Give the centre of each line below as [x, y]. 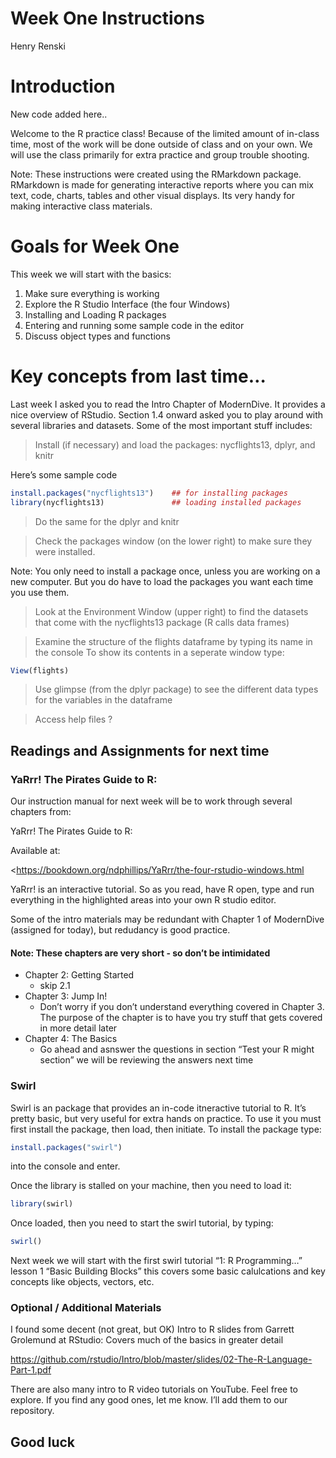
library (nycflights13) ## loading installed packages [156, 502]
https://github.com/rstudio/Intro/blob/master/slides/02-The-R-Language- [161, 1359]
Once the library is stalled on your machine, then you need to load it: [151, 1186]
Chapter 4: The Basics [71, 1039]
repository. [32, 1411]
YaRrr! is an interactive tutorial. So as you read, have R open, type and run [162, 889]
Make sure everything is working [92, 293]
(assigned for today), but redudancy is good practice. [120, 930]
